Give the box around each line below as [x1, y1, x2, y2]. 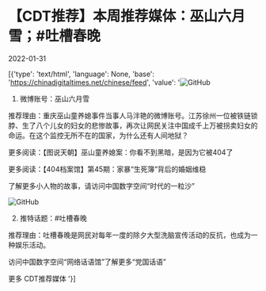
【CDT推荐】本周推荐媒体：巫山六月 [8, 7, 245, 25]
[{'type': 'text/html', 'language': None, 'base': [8, 69, 155, 78]
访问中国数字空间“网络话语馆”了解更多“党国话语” [8, 257, 166, 266]
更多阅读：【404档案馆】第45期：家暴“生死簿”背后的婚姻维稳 [8, 164, 207, 174]
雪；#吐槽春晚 [8, 27, 101, 45]
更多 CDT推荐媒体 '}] [8, 274, 77, 283]
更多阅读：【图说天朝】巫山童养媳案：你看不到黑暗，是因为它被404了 [8, 147, 234, 157]
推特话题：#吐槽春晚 [19, 213, 87, 223]
